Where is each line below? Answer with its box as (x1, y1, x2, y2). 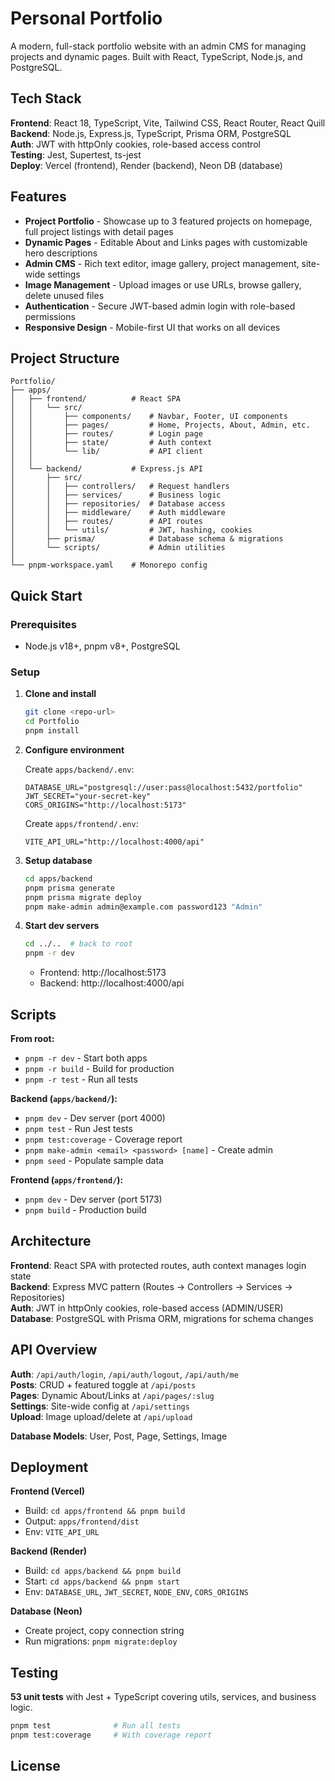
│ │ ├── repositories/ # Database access (10, 499, 226, 509)
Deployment (10, 1459, 89, 1476)
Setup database (24, 854, 93, 866)
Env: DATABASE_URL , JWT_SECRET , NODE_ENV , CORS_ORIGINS (24, 1586, 249, 1598)
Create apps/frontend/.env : (24, 817, 139, 829)
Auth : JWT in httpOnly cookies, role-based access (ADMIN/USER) (10, 1302, 284, 1314)
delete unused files (24, 289, 105, 301)
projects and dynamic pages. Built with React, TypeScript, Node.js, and (10, 50, 303, 62)
